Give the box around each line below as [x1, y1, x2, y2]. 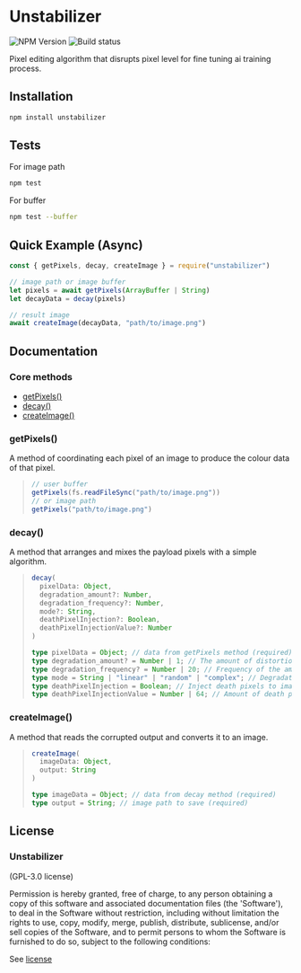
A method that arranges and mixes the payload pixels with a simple [9, 546, 257, 558]
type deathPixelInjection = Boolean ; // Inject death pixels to [30, 681, 277, 691]
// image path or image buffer [9, 277, 126, 287]
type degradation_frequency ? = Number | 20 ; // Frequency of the [30, 665, 280, 674]
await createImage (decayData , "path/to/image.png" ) [9, 319, 206, 328]
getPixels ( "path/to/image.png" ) [30, 505, 152, 514]
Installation [9, 89, 73, 104]
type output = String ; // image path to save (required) [30, 798, 249, 808]
